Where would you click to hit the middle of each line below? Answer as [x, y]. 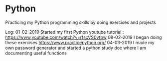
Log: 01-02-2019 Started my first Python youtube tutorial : [65, 32]
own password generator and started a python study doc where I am [76, 48]
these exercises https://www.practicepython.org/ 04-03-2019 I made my [80, 42]
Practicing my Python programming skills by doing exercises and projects [81, 22]
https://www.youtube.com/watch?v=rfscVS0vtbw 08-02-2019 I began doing [83, 37]
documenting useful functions [36, 53]
